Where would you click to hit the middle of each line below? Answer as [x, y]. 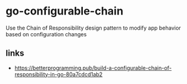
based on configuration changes [46, 34]
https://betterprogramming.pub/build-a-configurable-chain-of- [93, 68]
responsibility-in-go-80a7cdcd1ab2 [58, 74]
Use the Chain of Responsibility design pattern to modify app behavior [93, 28]
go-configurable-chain [64, 11]
